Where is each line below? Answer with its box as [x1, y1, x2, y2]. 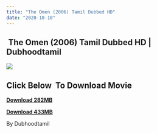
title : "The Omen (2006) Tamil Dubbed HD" [6, 9, 116, 15]
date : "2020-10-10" [6, 15, 56, 21]
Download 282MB [6, 96, 53, 104]
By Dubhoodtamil [6, 120, 50, 128]
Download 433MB [6, 108, 53, 116]
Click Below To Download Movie [6, 80, 132, 90]
